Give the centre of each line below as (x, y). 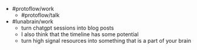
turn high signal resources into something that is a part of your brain (106, 41)
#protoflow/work (33, 9)
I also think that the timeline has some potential (80, 34)
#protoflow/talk (40, 15)
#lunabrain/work (32, 21)
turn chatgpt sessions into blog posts (67, 28)
